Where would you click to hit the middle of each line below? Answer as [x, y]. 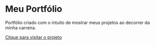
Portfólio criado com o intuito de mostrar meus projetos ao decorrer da [77, 22]
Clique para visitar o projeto [34, 37]
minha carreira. [21, 27]
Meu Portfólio [34, 9]
